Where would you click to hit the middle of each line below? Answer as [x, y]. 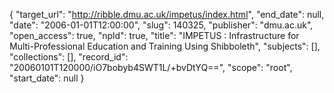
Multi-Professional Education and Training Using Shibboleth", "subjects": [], [165, 46]
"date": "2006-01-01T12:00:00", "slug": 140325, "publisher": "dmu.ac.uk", [161, 25]
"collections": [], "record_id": [69, 57]
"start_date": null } [47, 78]
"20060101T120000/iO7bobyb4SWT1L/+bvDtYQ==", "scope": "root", [151, 67]
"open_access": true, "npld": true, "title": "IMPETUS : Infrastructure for [154, 35]
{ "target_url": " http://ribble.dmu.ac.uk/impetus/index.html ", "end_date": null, [167, 14]
